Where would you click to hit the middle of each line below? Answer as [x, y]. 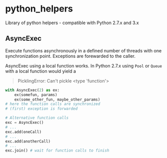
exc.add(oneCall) [23, 132]
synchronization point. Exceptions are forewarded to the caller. [70, 56]
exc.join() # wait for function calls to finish [57, 151]
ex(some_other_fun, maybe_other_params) [57, 99]
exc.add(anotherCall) [28, 141]
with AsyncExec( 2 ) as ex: [32, 90]
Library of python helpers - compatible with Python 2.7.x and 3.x [72, 23]
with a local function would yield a [41, 71]
